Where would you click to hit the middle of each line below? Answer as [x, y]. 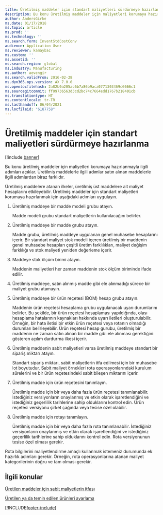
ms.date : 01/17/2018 [26, 23]
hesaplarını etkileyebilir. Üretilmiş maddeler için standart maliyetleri [72, 191]
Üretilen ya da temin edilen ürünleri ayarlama [50, 498]
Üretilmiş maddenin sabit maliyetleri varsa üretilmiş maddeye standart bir [85, 348]
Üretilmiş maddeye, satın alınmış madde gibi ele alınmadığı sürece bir [81, 284]
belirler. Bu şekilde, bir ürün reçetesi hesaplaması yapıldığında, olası [80, 313]
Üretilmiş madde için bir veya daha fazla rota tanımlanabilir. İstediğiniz [82, 426]
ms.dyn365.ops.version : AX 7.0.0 [39, 82]
